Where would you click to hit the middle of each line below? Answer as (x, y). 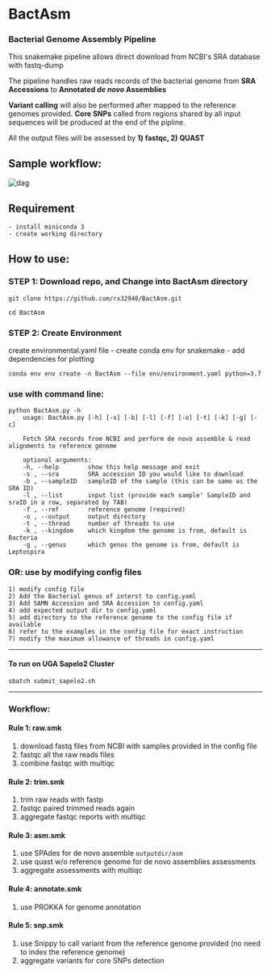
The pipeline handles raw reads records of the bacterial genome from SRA (132, 81)
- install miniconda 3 (46, 227)
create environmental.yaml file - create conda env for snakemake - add (127, 350)
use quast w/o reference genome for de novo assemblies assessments (138, 862)
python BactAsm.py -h (45, 411)
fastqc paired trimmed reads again (77, 808)
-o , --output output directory (85, 517)
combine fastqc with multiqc (67, 763)
